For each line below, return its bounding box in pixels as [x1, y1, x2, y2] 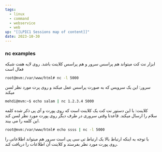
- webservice [9, 20, 36, 26]
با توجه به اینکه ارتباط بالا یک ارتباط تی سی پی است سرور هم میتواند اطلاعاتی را [5, 136, 149, 142]
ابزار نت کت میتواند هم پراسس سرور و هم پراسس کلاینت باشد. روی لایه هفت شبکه [5, 61, 156, 67]
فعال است [5, 66, 24, 72]
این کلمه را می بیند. [5, 118, 40, 123]
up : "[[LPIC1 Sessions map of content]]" [5, 30, 90, 34]
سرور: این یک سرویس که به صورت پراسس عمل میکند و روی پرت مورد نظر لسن [5, 84, 151, 90]
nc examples [5, 50, 36, 57]
